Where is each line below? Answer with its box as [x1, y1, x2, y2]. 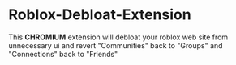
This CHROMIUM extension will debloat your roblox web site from [8, 32, 229, 42]
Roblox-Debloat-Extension [8, 6, 192, 24]
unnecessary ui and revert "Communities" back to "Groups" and [8, 40, 223, 50]
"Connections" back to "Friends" [8, 49, 118, 59]
